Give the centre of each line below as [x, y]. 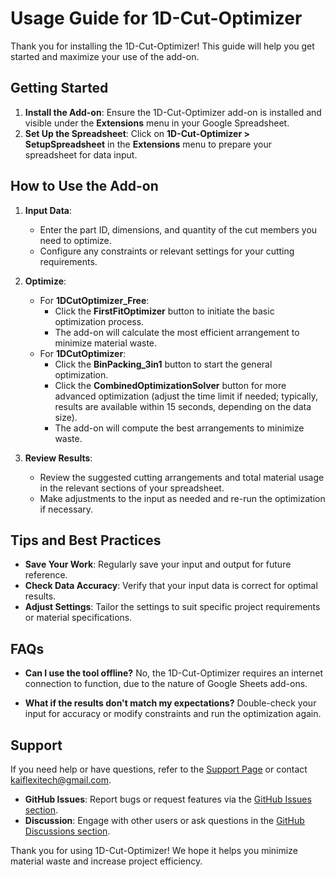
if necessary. [66, 509]
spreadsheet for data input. [81, 154]
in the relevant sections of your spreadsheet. [132, 488]
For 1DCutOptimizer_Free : [94, 300]
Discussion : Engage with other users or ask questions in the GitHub [164, 820]
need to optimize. [75, 240]
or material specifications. [78, 618]
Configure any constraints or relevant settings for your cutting [167, 251]
